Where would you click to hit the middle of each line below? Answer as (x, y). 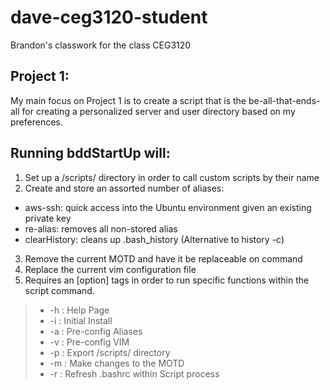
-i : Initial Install (81, 320)
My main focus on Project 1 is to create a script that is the (128, 100)
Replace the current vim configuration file (110, 269)
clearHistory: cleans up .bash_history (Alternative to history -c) (154, 239)
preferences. (36, 122)
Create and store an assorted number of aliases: (124, 188)
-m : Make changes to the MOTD (117, 363)
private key (48, 218)
